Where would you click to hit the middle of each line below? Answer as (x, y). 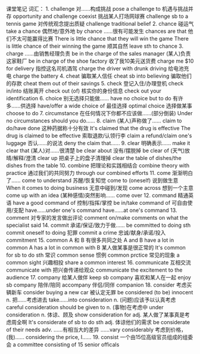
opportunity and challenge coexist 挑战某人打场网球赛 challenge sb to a (101, 16)
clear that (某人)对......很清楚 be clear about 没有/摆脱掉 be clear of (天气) (96, 150)
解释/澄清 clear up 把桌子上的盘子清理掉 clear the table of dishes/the (97, 158)
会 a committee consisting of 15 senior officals (63, 344)
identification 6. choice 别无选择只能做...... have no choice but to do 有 (92, 98)
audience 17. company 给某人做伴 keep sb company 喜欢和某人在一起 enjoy (99, 277)
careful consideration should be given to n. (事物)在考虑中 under (85, 307)
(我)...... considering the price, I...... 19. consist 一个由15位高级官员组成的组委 (100, 337)
